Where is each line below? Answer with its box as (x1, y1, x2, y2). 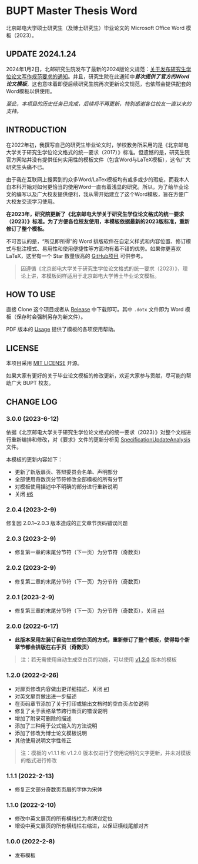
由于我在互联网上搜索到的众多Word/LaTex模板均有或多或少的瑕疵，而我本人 (6, 175, 190, 183)
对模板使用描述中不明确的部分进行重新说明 (14, 483, 118, 490)
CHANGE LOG (6, 397, 58, 407)
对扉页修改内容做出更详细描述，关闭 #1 (14, 685, 110, 692)
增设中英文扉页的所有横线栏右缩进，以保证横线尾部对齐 (14, 822, 149, 829)
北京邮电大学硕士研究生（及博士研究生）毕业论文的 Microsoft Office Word (6, 24, 185, 31)
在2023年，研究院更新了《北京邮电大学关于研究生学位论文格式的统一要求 (6, 210, 184, 217)
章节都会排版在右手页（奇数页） (14, 643, 92, 651)
